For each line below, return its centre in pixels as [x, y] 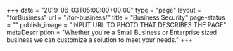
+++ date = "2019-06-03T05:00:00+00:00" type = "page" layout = [104, 10]
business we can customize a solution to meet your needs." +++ [100, 40]
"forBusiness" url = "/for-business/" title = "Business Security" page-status [116, 17]
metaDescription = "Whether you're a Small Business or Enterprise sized [112, 32]
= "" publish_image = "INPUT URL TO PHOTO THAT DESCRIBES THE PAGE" [116, 25]
